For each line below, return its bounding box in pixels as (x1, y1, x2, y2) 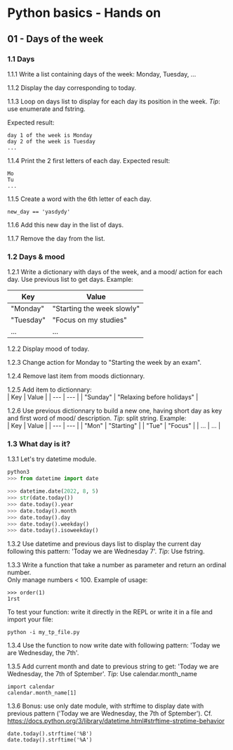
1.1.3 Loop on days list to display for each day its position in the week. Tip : (7, 97, 221, 105)
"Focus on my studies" (52, 315, 128, 325)
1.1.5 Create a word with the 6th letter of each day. (7, 195, 152, 203)
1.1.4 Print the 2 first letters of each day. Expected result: (7, 156, 171, 164)
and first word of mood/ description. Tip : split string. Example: (7, 414, 187, 422)
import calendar (7, 683, 55, 690)
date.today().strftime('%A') (7, 737, 93, 744)
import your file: (7, 615, 54, 623)
